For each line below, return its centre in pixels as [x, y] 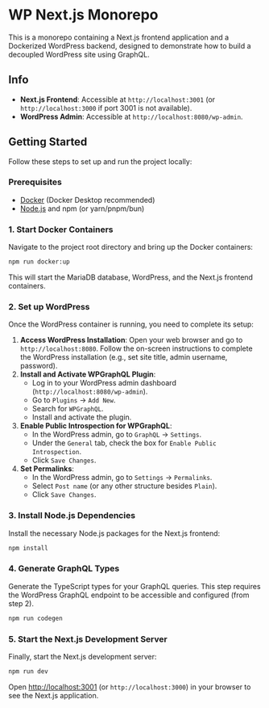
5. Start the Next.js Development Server [88, 638]
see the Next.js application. [54, 695]
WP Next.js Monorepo [83, 15]
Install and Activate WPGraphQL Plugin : [88, 374]
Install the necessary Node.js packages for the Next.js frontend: [114, 533]
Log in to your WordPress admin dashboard [104, 383]
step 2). [21, 603]
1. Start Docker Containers [61, 230]
